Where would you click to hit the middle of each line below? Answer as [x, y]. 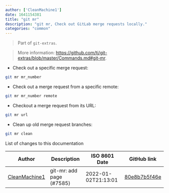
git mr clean [19, 134]
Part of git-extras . [37, 43]
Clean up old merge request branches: [52, 124]
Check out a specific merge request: [50, 68]
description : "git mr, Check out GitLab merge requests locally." [76, 24]
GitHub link [143, 159]
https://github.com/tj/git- [81, 53]
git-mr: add [64, 170]
